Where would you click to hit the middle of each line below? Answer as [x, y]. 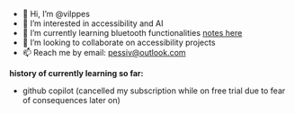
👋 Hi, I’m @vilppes [56, 14]
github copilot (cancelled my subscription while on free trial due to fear [154, 91]
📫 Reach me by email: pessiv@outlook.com [104, 53]
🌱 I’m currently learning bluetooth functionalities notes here [132, 33]
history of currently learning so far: [76, 73]
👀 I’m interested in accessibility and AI [93, 23]
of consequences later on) [72, 100]
